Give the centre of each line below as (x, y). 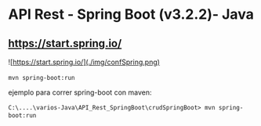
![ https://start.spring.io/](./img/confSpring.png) (84, 62)
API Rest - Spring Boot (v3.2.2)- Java (131, 14)
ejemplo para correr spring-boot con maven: (80, 92)
